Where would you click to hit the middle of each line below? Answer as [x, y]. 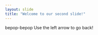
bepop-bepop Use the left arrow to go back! [49, 27]
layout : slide [19, 9]
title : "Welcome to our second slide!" [45, 14]
